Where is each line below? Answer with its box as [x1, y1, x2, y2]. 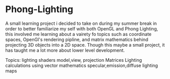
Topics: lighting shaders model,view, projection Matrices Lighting [5, 57, 142, 63]
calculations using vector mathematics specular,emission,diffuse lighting [5, 62, 158, 68]
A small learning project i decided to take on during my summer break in [5, 20, 157, 26]
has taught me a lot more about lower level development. [5, 47, 125, 53]
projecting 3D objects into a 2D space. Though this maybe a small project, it [5, 42, 165, 48]
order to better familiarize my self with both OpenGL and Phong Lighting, [5, 25, 158, 31]
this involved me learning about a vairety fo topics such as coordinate [5, 31, 152, 37]
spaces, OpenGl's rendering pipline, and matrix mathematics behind [5, 36, 149, 43]
